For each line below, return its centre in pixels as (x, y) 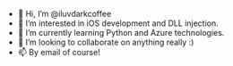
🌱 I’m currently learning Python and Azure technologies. (121, 33)
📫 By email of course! (59, 52)
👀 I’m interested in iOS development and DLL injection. (118, 23)
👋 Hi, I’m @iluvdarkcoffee (65, 14)
